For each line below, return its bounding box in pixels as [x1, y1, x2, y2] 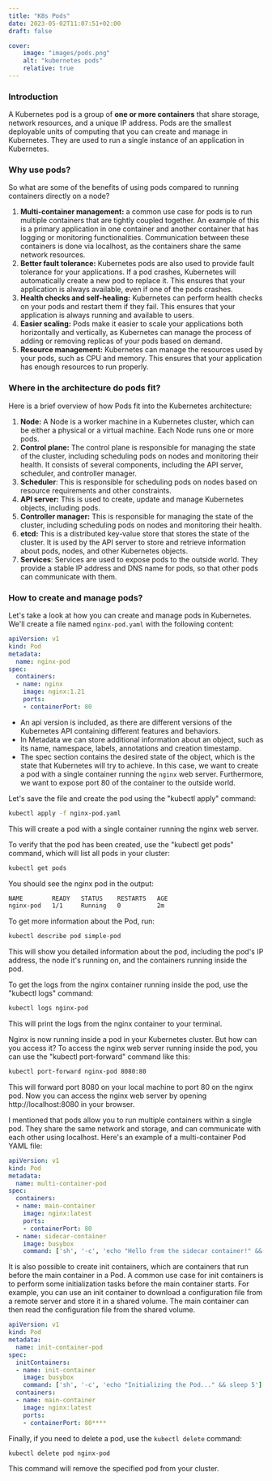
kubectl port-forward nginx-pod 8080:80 [8, 1068, 147, 1076]
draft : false [8, 27, 53, 35]
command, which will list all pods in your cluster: [8, 848, 170, 858]
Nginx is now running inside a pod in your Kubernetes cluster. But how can [8, 1035, 257, 1044]
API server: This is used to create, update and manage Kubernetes [19, 494, 244, 504]
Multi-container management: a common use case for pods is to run [19, 207, 253, 217]
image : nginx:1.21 [23, 687, 85, 696]
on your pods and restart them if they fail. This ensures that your [19, 302, 236, 312]
